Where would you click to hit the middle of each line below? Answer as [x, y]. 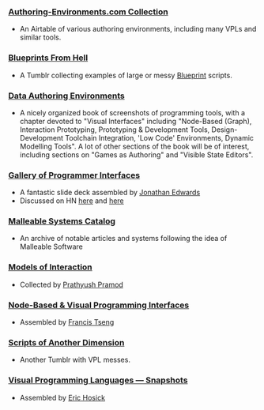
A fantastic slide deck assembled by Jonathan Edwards [110, 193]
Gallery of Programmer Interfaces [74, 175]
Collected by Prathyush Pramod [72, 284]
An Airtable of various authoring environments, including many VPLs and [138, 29]
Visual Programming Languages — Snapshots [98, 380]
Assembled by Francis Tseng [67, 322]
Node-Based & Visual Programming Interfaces [99, 305]
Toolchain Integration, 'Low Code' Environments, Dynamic [160, 137]
